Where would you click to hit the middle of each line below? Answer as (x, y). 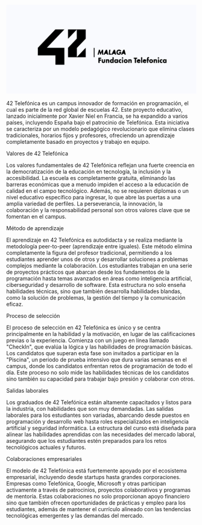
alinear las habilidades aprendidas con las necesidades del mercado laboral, (101, 434)
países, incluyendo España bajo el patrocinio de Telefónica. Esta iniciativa (98, 123)
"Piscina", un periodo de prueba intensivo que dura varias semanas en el (96, 360)
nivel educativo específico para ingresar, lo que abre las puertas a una (93, 198)
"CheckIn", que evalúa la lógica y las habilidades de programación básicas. (99, 347)
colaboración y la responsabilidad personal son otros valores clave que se (98, 210)
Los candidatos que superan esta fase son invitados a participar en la (93, 353)
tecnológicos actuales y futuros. (46, 447)
